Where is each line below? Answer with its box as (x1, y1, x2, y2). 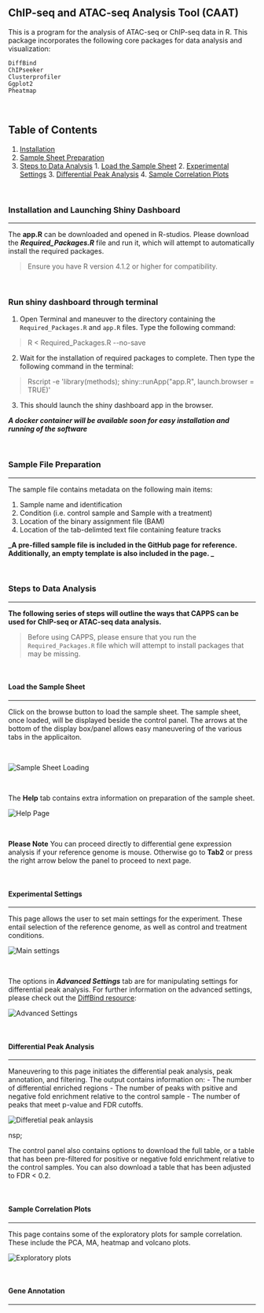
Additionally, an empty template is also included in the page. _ (8, 548, 214, 558)
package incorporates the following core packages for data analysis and (8, 35, 243, 45)
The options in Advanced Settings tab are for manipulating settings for (8, 977, 238, 986)
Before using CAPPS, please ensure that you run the (27, 632, 196, 641)
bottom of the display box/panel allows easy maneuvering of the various (8, 724, 242, 733)
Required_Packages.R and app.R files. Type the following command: (19, 323, 236, 332)
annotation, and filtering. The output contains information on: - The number (8, 1075, 252, 1085)
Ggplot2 (8, 80, 34, 87)
